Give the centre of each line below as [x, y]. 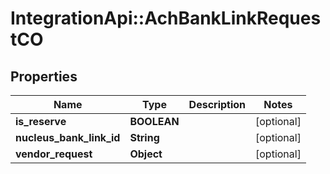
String [144, 137]
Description [217, 104]
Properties [44, 76]
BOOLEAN [154, 121]
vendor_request [54, 154]
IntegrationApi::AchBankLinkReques [166, 18]
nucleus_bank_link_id [68, 137]
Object [146, 154]
